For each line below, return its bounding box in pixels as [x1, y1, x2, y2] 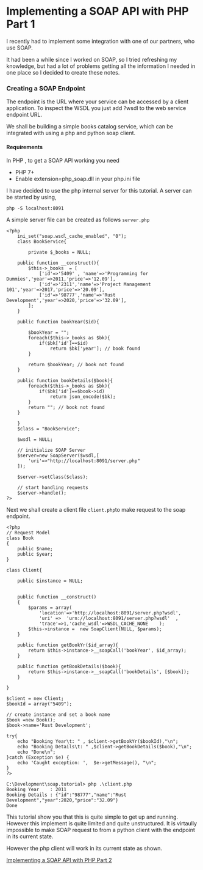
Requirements [6, 143, 43, 150]
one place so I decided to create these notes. [6, 68, 120, 76]
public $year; [17, 551, 53, 558]
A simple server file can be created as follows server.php [6, 216, 150, 224]
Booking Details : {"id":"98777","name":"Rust [6, 792, 127, 798]
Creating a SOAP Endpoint [6, 84, 85, 92]
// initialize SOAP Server [17, 448, 86, 454]
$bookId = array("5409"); [6, 701, 72, 707]
